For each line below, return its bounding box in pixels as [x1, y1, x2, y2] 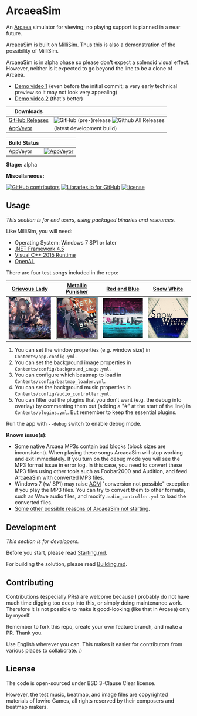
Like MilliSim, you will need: [6, 228, 73, 235]
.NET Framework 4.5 [14, 245, 64, 252]
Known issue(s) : [6, 432, 47, 439]
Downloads [14, 108, 43, 115]
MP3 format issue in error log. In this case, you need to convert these [14, 462, 182, 469]
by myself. [6, 612, 31, 619]
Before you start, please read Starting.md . [6, 549, 107, 556]
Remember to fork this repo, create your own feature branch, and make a [6, 623, 183, 630]
